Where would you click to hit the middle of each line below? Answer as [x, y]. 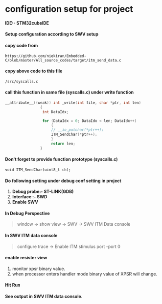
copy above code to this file [34, 71]
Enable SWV [25, 202]
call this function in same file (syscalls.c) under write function [69, 92]
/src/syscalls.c [22, 81]
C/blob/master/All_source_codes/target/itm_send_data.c [63, 60]
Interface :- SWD [30, 197]
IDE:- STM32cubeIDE [27, 23]
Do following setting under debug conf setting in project [63, 181]
